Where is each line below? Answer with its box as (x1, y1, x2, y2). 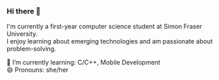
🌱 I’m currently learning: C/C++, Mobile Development (6, 58, 161, 67)
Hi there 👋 (6, 6, 42, 16)
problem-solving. (6, 45, 57, 53)
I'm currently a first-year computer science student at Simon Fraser (6, 22, 202, 31)
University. (6, 29, 38, 38)
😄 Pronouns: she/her (6, 66, 69, 74)
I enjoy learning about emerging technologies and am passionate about (6, 37, 213, 46)
